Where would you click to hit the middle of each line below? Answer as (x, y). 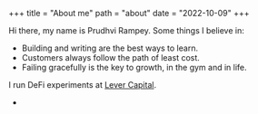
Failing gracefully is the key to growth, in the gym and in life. (134, 67)
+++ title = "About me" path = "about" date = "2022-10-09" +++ (129, 13)
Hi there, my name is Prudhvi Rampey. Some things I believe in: (126, 30)
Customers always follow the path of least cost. (111, 57)
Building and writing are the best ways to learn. (110, 48)
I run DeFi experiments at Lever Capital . (82, 85)
